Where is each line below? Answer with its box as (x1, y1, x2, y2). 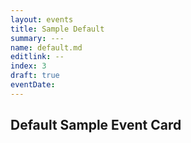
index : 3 (10, 61, 47, 71)
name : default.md (10, 42, 83, 53)
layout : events (10, 14, 74, 25)
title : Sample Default (10, 24, 105, 34)
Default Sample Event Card (10, 117, 182, 134)
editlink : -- (10, 52, 65, 62)
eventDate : (10, 80, 56, 90)
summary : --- (10, 33, 65, 43)
